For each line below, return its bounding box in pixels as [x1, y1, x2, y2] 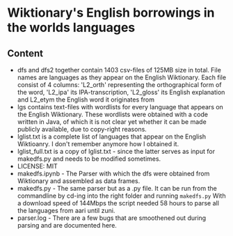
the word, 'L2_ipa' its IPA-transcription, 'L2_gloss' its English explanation [17, 88, 225, 96]
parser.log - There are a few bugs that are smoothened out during [17, 214, 207, 222]
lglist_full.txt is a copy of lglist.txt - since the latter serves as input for [17, 148, 216, 155]
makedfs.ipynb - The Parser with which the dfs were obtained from [17, 169, 210, 178]
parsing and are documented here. [17, 221, 117, 229]
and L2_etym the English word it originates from [17, 95, 155, 104]
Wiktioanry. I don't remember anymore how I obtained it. [17, 140, 179, 148]
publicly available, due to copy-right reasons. [17, 125, 147, 133]
